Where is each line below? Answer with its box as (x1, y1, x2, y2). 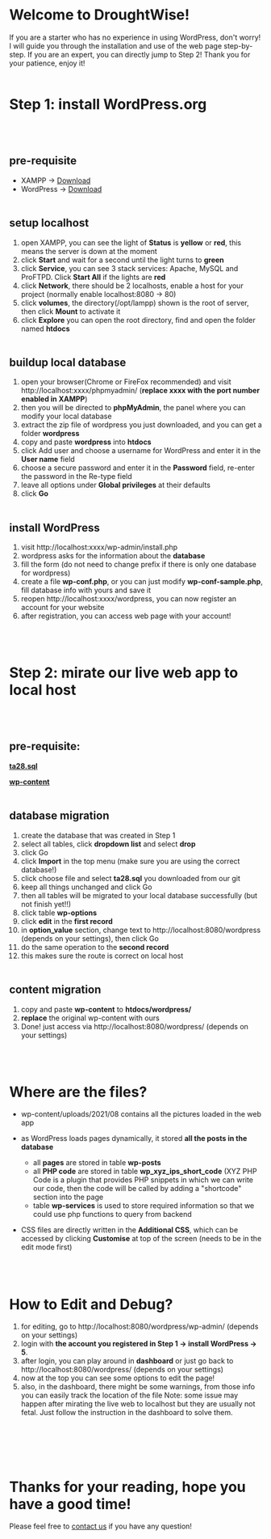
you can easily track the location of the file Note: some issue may (20, 1390, 239, 1401)
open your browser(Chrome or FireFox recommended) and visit (20, 377, 232, 387)
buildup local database (9, 355, 127, 369)
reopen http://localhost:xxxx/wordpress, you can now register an (20, 594, 237, 604)
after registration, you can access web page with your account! (20, 611, 231, 621)
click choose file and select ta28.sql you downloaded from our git (20, 873, 241, 883)
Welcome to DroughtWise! (9, 6, 190, 24)
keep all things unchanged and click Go (20, 882, 152, 892)
